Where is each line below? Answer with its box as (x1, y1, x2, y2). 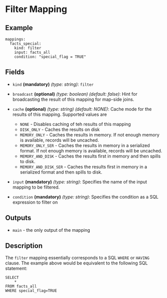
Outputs (5, 214, 32, 222)
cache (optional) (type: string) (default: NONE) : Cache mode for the (12, 106, 152, 112)
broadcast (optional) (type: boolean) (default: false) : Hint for (12, 91, 138, 97)
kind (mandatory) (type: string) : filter (12, 81, 94, 87)
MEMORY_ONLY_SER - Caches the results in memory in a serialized (20, 142, 150, 148)
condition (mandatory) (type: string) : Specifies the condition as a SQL (12, 194, 159, 200)
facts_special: (10, 41, 42, 46)
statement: (5, 265, 28, 271)
